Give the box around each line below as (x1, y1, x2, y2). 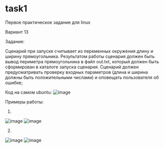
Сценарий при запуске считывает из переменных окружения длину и (5, 48, 154, 54)
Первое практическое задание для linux (5, 19, 91, 25)
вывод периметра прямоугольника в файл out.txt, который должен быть (5, 58, 159, 64)
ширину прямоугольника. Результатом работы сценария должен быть (5, 53, 155, 59)
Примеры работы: (5, 99, 44, 104)
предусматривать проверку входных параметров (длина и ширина (5, 69, 148, 75)
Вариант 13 (5, 29, 29, 35)
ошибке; (5, 80, 23, 86)
